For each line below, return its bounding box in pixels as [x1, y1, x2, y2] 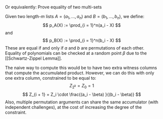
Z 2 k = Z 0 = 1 [69, 83, 94, 89]
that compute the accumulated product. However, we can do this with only [5, 70, 155, 76]
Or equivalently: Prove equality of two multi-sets [5, 4, 102, 10]
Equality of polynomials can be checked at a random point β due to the [5, 50, 147, 56]
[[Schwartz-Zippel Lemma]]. [5, 55, 62, 61]
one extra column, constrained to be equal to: [5, 75, 96, 81]
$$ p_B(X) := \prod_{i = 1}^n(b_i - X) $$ [42, 37, 121, 43]
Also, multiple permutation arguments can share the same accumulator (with [5, 99, 159, 105]
